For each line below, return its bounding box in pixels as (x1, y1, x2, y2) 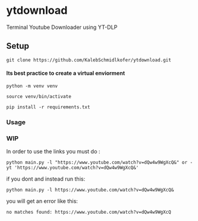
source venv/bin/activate (6, 93, 71, 99)
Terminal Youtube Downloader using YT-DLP (6, 23, 118, 31)
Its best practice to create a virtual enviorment (6, 70, 126, 77)
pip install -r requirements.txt (6, 104, 91, 110)
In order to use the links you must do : (6, 148, 101, 155)
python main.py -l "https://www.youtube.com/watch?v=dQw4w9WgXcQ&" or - (6, 160, 193, 166)
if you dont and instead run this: (6, 175, 86, 182)
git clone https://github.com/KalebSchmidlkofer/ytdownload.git (6, 57, 171, 63)
